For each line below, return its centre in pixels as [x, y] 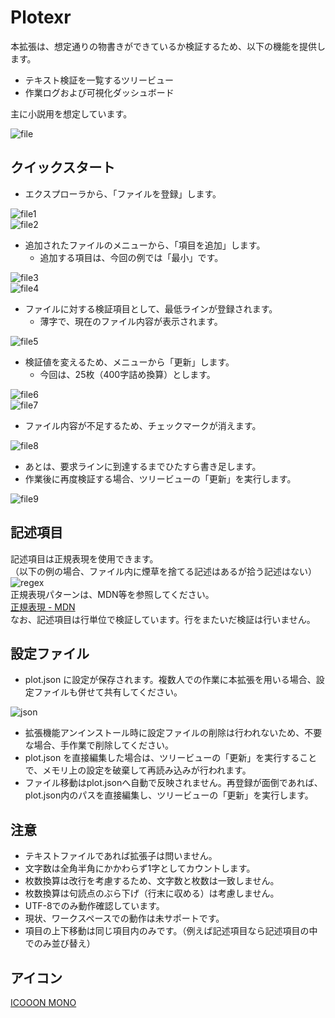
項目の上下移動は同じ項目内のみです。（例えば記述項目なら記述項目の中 [171, 931]
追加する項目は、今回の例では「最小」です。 [131, 257]
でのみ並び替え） [60, 943]
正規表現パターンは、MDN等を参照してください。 [112, 594]
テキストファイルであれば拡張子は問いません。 [121, 856]
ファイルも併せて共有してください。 [108, 692]
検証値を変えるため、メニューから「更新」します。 [129, 362]
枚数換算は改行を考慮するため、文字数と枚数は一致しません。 [152, 881]
